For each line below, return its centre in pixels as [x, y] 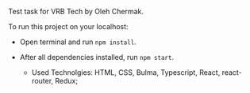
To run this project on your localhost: [68, 26]
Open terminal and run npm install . [78, 42]
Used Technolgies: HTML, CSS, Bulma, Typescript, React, [126, 73]
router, [42, 81]
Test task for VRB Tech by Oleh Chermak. [76, 11]
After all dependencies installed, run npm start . [97, 57]
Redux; [66, 81]
